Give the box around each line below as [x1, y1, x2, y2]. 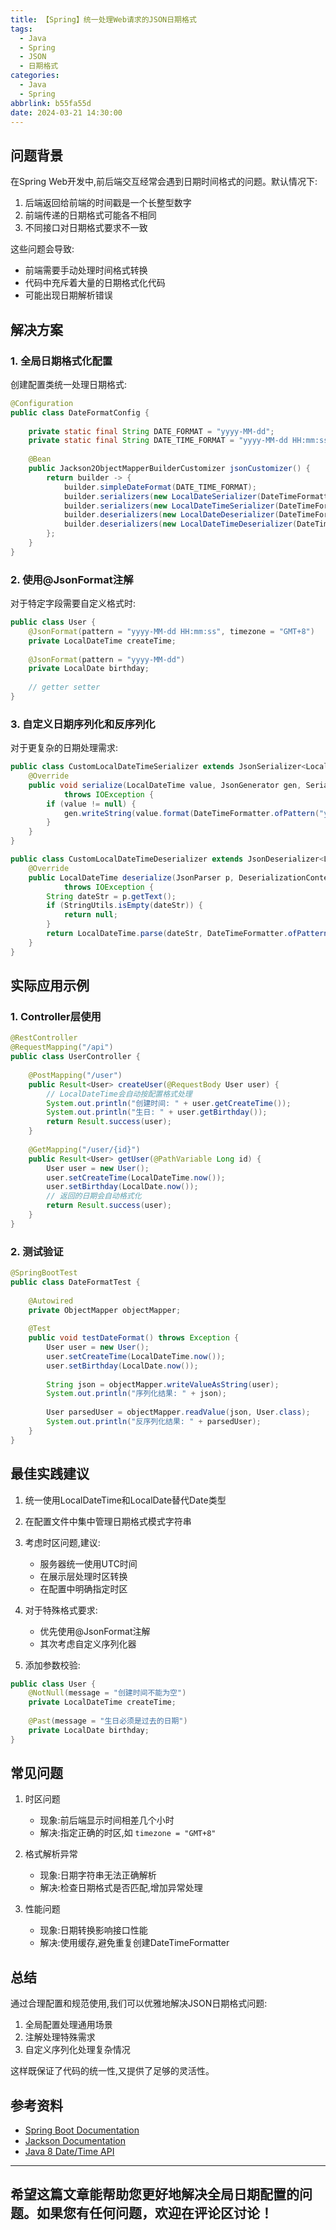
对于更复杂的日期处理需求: [10, 742, 119, 754]
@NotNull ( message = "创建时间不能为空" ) [28, 1688, 187, 1698]
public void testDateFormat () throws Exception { [28, 1333, 240, 1343]
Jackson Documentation [24, 2135, 126, 2147]
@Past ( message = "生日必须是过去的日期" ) [28, 1716, 188, 1726]
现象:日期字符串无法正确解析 [39, 1869, 157, 1881]
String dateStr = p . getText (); [46, 891, 177, 901]
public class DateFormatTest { [10, 1277, 141, 1287]
